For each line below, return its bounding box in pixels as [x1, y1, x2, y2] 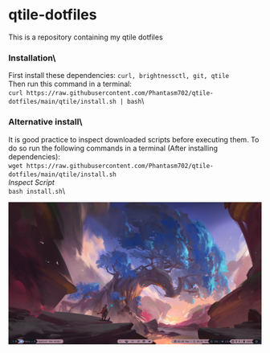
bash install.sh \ [8, 186, 66, 195]
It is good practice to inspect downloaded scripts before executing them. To [8, 134, 260, 144]
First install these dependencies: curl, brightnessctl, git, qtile [8, 71, 230, 80]
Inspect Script [8, 177, 55, 187]
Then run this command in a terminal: [8, 79, 133, 89]
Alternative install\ [8, 117, 83, 128]
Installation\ [8, 52, 56, 64]
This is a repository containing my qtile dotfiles [8, 32, 163, 42]
